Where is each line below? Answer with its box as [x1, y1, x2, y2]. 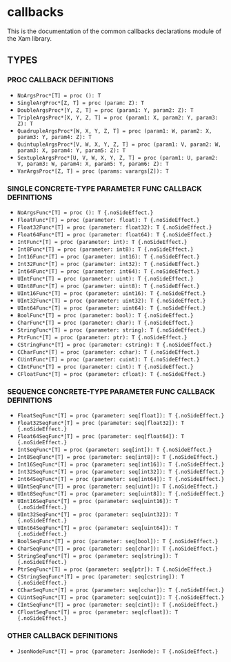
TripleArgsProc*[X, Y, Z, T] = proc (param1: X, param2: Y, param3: [17, 114, 219, 121]
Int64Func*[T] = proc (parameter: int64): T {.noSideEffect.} [17, 267, 200, 275]
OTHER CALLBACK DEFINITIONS [7, 631, 119, 641]
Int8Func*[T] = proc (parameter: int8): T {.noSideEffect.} [17, 246, 194, 253]
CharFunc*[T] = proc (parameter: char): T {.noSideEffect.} [17, 319, 194, 326]
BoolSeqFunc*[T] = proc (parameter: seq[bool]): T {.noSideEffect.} [17, 538, 219, 545]
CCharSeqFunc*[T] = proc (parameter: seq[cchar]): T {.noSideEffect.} [17, 587, 225, 594]
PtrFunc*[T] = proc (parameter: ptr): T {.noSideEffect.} [17, 334, 188, 341]
